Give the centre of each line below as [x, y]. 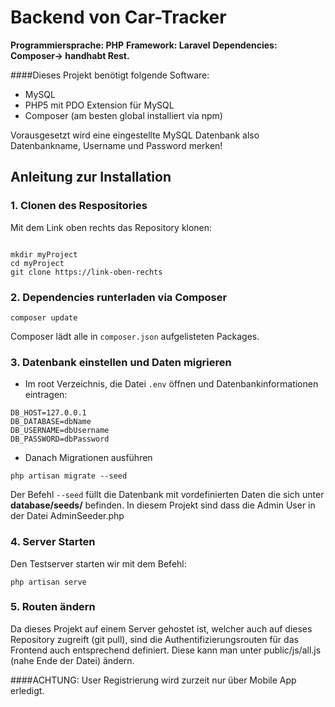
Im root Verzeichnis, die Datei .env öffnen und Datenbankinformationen [171, 384]
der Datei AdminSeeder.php [67, 516]
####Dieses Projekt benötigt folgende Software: [110, 75]
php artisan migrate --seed [69, 476]
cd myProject [37, 263]
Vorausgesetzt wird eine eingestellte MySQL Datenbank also [135, 135]
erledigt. [27, 690]
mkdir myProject [44, 254]
